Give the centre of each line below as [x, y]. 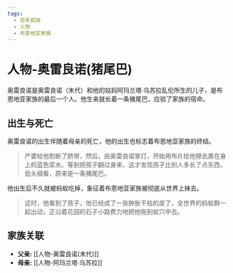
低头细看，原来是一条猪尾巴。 [67, 173]
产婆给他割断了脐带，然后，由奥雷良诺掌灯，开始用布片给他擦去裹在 [122, 156]
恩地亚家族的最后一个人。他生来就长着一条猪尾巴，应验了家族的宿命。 [108, 99]
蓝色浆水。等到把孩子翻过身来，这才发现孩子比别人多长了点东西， [131, 165]
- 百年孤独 [27, 20]
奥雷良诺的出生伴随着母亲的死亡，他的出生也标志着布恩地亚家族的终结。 [111, 141]
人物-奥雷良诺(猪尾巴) [70, 70]
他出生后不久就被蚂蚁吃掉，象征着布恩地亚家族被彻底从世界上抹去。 [105, 188]
